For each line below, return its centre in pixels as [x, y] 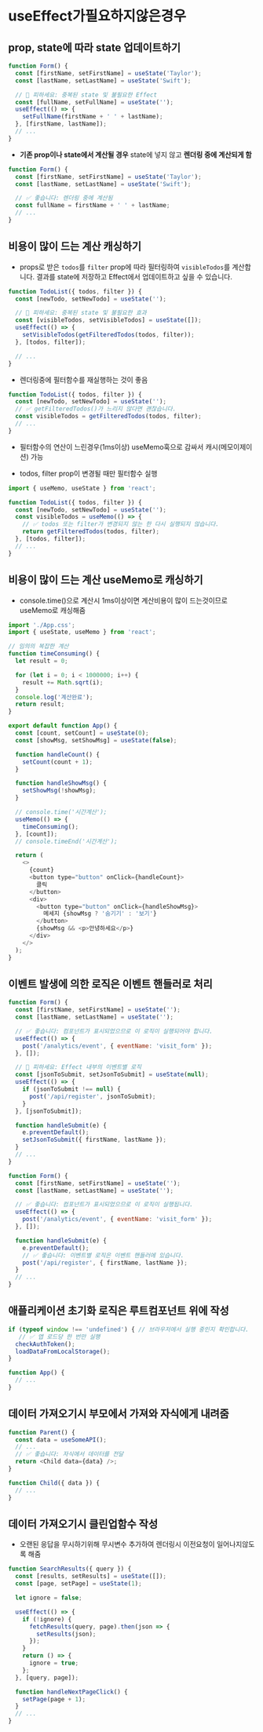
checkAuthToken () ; [46, 1344]
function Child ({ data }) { [54, 1483]
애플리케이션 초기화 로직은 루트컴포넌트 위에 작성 [119, 1311]
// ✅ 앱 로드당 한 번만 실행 [59, 1336]
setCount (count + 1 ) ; [57, 762]
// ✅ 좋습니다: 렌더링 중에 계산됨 [64, 198]
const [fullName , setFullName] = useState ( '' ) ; [95, 102]
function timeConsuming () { [54, 654]
